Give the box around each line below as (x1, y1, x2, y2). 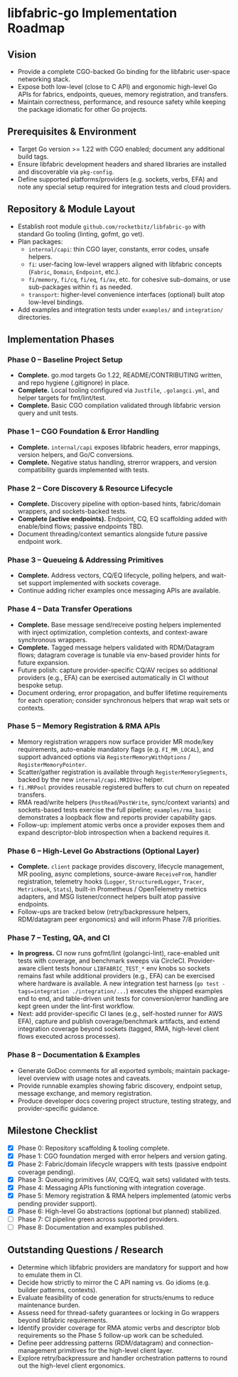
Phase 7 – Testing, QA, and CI (7, 933, 110, 943)
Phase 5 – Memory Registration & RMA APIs (7, 721, 161, 731)
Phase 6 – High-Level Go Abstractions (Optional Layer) (7, 846, 200, 856)
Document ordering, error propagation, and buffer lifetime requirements (17, 688, 227, 697)
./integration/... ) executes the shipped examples (72, 987, 223, 995)
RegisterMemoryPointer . (17, 760, 87, 768)
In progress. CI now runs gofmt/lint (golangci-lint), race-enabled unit (17, 949, 220, 958)
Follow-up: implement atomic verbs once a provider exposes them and (17, 820, 225, 829)
